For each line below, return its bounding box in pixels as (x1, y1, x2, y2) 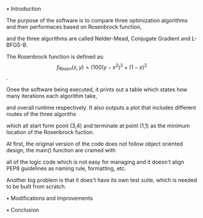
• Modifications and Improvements (6, 194, 93, 202)
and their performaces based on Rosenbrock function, (6, 24, 142, 30)
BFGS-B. (6, 42, 28, 48)
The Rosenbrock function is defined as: (6, 53, 105, 60)
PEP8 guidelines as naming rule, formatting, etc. (6, 165, 127, 172)
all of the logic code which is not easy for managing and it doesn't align (6, 158, 185, 165)
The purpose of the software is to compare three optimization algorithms (6, 17, 188, 24)
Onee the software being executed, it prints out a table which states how (6, 86, 188, 93)
